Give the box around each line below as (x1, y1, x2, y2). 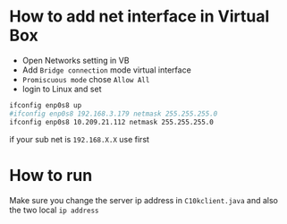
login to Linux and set (21, 83, 102, 94)
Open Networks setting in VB (21, 55, 130, 65)
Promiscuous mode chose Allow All (21, 73, 150, 84)
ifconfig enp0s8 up (9, 100, 82, 109)
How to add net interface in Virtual (9, 6, 270, 27)
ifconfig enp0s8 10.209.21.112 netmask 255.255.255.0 (9, 117, 215, 126)
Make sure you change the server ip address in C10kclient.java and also (9, 194, 279, 205)
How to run (9, 165, 93, 185)
